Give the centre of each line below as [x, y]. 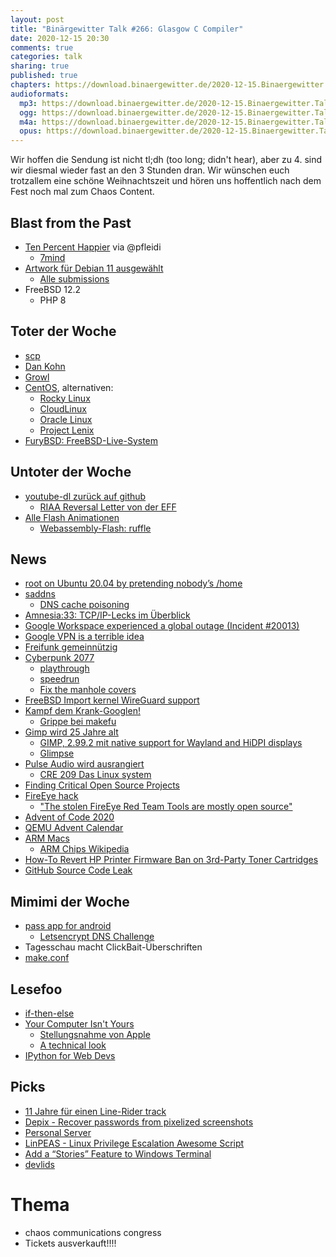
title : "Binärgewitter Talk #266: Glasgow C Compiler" [127, 29]
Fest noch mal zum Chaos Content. [82, 192]
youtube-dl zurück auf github [85, 496]
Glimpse [57, 753]
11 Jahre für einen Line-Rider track [95, 1111]
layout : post [37, 19]
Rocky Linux [65, 398]
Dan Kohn [45, 366]
